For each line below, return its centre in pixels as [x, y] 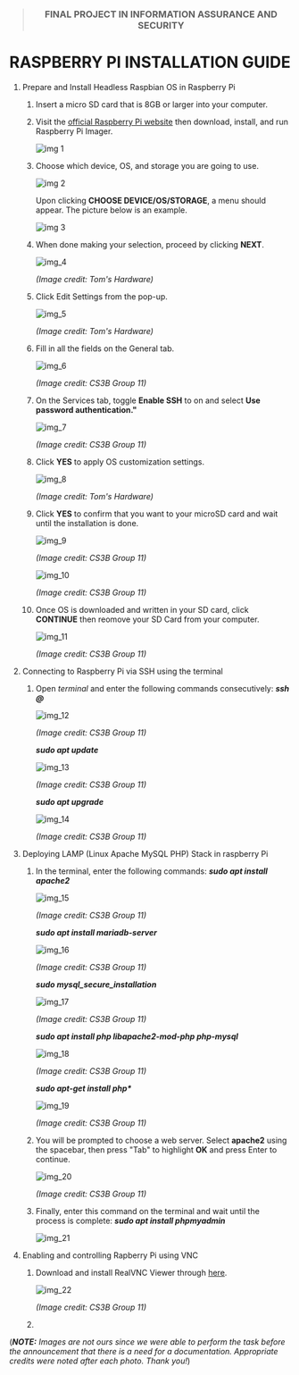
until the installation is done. [87, 523]
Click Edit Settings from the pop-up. [101, 296]
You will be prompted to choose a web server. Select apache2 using [161, 1140]
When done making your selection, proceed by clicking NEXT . [150, 244]
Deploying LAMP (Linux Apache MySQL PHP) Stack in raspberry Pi [145, 853]
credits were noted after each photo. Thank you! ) [100, 1361]
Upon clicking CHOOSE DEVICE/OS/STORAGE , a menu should [150, 200]
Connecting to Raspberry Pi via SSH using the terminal [122, 671]
